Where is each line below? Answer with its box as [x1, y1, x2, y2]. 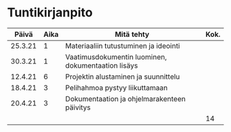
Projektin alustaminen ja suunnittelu [65, 72, 180, 81]
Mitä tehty [114, 29, 150, 39]
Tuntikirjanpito [7, 5, 93, 21]
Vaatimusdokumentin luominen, [65, 52, 167, 62]
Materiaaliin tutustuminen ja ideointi [65, 41, 180, 51]
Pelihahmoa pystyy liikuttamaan [65, 83, 168, 92]
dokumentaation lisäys [65, 60, 138, 70]
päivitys [65, 103, 91, 112]
